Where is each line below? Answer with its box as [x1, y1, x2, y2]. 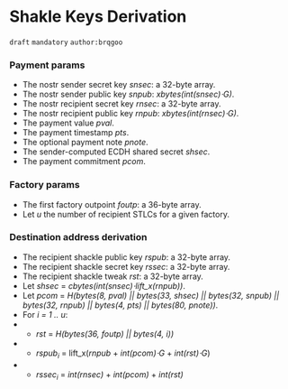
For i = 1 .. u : [22, 309, 68, 320]
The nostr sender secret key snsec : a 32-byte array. [22, 79, 216, 90]
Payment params [9, 59, 85, 71]
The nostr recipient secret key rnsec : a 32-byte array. [22, 98, 221, 109]
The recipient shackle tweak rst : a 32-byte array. [22, 271, 204, 282]
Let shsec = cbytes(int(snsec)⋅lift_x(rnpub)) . [22, 280, 186, 291]
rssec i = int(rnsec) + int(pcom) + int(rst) [35, 368, 184, 382]
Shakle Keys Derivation [9, 6, 187, 27]
